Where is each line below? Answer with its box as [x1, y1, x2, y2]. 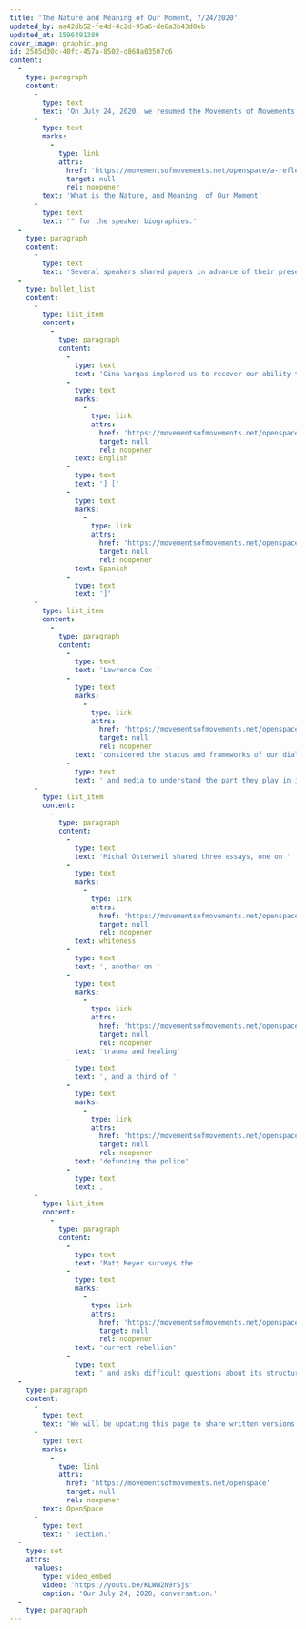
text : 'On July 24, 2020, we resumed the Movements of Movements [42, 107, 296, 116]
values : [33, 1563, 64, 1573]
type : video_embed [42, 1572, 112, 1581]
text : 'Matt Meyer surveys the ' [74, 1258, 202, 1267]
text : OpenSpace [42, 1504, 104, 1513]
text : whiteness [74, 937, 137, 946]
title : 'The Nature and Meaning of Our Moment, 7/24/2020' [9, 13, 239, 23]
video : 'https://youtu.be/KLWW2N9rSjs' [42, 1580, 194, 1590]
